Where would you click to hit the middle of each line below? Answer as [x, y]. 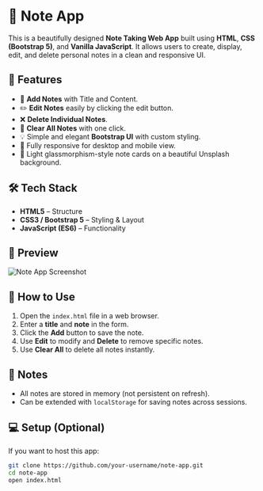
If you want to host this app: [54, 451]
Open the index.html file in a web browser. [90, 316]
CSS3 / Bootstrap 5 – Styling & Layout [82, 219]
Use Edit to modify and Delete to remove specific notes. [111, 341]
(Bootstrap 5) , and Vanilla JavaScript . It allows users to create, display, [126, 46]
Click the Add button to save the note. [82, 333]
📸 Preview [33, 253]
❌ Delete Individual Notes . [64, 119]
